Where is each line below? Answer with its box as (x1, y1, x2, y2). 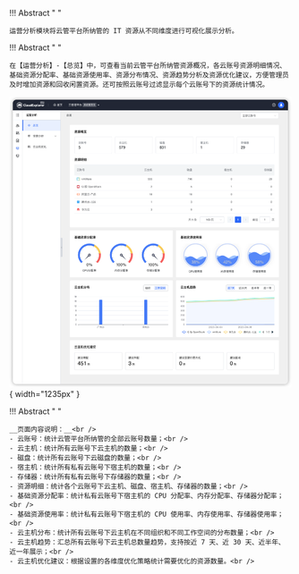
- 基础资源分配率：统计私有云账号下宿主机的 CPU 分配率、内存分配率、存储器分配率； (9, 492, 285, 501)
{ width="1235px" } (9, 389, 81, 400)
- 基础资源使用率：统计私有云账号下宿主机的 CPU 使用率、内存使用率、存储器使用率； (9, 510, 285, 519)
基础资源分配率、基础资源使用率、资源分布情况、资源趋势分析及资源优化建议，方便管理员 (9, 71, 289, 80)
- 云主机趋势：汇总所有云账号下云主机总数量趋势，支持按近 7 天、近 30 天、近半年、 (9, 538, 286, 547)
